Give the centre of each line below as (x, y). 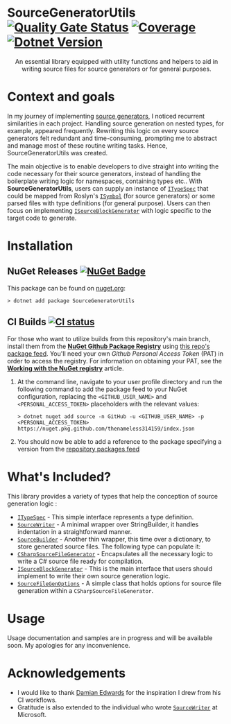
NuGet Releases (43, 271)
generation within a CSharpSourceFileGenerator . (85, 590)
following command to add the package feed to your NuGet (102, 389)
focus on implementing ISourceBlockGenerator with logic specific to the (109, 210)
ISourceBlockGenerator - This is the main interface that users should (115, 568)
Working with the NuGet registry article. (66, 368)
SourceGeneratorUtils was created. (58, 153)
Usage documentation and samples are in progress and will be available (110, 638)
